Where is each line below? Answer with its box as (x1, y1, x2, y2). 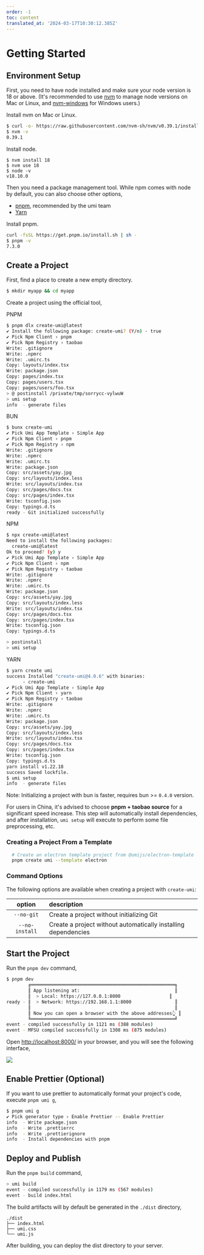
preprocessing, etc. (6, 823, 55, 830)
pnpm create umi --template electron (12, 857, 107, 863)
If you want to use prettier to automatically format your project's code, (6, 1090, 182, 1098)
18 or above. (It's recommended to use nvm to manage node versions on (6, 93, 188, 100)
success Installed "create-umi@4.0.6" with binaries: (6, 673, 146, 679)
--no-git (13, 911, 39, 918)
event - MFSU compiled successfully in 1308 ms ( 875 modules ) (6, 1027, 167, 1034)
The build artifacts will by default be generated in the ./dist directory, (6, 1203, 182, 1211)
